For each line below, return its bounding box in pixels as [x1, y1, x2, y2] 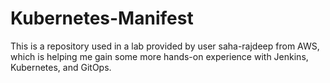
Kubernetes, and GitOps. [10, 61, 112, 73]
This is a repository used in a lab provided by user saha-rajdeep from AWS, [10, 40, 320, 52]
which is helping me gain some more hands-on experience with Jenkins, [10, 50, 309, 62]
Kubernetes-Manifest [10, 7, 194, 30]
